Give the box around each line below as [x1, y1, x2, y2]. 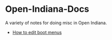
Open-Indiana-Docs [5, 3, 90, 15]
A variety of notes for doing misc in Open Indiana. [5, 20, 107, 26]
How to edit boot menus [12, 29, 62, 35]
